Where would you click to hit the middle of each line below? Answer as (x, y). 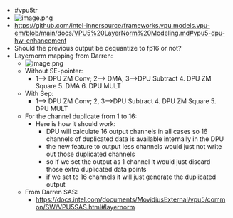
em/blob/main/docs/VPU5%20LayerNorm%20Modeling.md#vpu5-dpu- (120, 33)
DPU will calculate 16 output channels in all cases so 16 (127, 131)
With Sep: (39, 93)
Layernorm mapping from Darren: (63, 56)
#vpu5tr (26, 10)
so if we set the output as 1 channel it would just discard (128, 162)
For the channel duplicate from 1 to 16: (81, 116)
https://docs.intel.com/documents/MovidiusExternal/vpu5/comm (130, 199)
